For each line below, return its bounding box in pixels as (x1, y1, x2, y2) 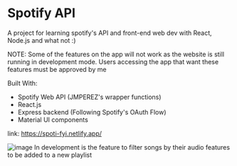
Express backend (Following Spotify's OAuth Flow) (17, 108, 167, 116)
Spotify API (7, 5, 76, 21)
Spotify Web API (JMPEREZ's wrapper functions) (17, 93, 162, 101)
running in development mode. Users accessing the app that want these (7, 57, 219, 66)
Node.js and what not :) (7, 36, 76, 44)
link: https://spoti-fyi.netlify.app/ (7, 129, 102, 138)
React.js (17, 100, 42, 108)
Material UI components (17, 115, 89, 124)
